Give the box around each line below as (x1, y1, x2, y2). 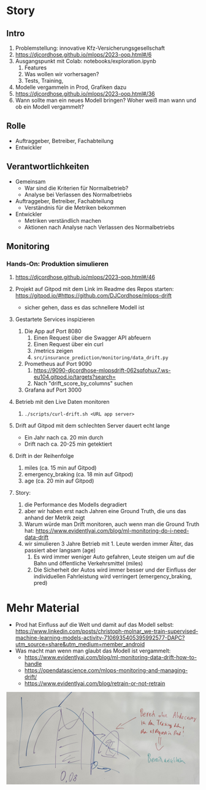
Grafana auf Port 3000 (24, 386, 82, 393)
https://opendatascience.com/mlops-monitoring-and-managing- (24, 667, 188, 674)
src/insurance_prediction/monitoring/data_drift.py (33, 355, 169, 361)
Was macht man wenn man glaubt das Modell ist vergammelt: (15, 647, 171, 654)
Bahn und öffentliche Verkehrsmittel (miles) (33, 560, 143, 567)
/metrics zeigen (33, 347, 74, 355)
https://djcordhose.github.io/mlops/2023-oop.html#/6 (15, 51, 152, 58)
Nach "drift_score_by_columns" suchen (33, 380, 133, 387)
